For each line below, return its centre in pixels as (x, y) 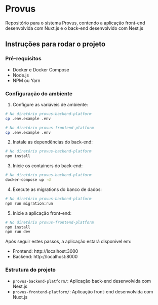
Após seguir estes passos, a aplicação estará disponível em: (68, 242)
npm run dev (18, 232)
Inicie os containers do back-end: (48, 166)
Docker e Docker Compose (41, 69)
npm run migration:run (29, 203)
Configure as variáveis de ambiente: (50, 104)
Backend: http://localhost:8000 (45, 257)
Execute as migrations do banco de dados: (57, 189)
